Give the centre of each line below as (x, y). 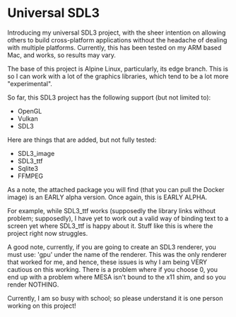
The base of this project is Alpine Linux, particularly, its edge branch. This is (118, 68)
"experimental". (30, 83)
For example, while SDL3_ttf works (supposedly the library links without (112, 210)
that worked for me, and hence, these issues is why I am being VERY (107, 262)
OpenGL (30, 111)
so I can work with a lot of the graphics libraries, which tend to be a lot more (118, 76)
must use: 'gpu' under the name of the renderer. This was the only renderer (117, 254)
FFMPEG (30, 176)
